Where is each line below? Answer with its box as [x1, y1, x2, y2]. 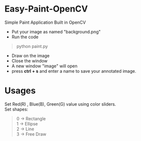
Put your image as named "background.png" [11, 29, 101, 34]
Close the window [11, 58, 48, 63]
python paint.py [16, 43, 48, 49]
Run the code [11, 34, 39, 40]
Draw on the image [11, 52, 50, 59]
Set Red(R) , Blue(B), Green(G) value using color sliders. [4, 101, 116, 107]
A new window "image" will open [11, 63, 78, 69]
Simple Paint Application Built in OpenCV [4, 19, 86, 25]
